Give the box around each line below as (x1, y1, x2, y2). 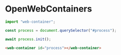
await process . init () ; (5, 37, 51, 41)
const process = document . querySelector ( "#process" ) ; (5, 28, 117, 33)
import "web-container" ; (5, 19, 56, 24)
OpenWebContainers (5, 3, 92, 14)
